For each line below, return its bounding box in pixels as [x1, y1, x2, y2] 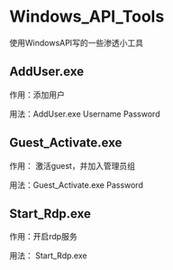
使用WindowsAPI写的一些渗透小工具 [9, 37, 144, 48]
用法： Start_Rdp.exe [9, 250, 87, 261]
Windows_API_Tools [9, 6, 165, 27]
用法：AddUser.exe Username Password [9, 108, 160, 119]
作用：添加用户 [9, 88, 65, 100]
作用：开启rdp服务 [9, 231, 78, 242]
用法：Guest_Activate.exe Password [9, 179, 144, 191]
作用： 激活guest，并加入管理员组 [9, 160, 135, 171]
